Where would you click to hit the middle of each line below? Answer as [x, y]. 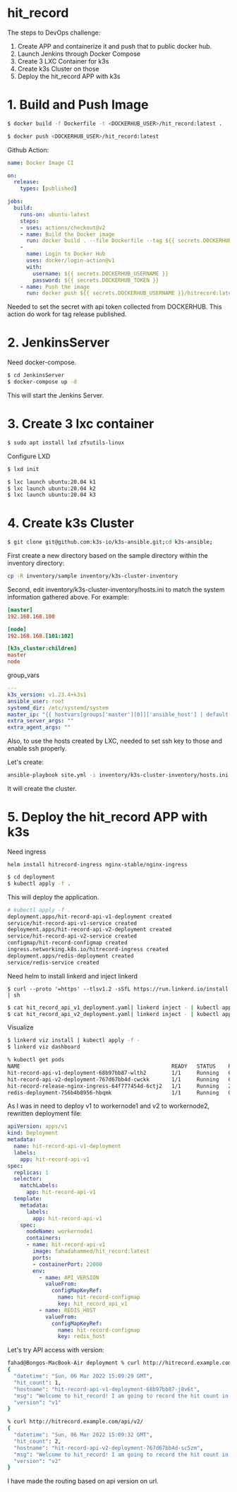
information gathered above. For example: [68, 597]
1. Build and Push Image [78, 105]
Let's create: [26, 762]
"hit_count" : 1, [37, 1383]
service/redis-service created [53, 962]
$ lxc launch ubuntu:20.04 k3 [52, 495]
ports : [42, 1258]
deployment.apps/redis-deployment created [71, 956]
